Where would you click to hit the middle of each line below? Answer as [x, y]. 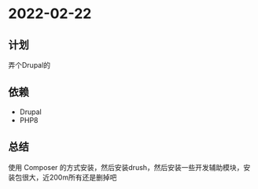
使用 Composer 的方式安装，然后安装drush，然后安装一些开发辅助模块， [126, 167]
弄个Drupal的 [29, 65]
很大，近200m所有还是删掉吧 [69, 177]
